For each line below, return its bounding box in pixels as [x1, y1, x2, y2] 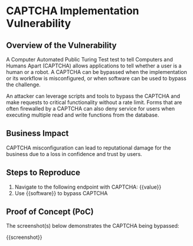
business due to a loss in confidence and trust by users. [6, 150, 143, 157]
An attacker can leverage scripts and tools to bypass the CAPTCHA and [6, 93, 181, 99]
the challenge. [6, 81, 41, 88]
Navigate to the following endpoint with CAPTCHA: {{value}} [14, 183, 162, 190]
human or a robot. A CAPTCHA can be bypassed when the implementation [6, 69, 187, 75]
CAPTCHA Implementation [6, 4, 140, 18]
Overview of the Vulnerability [6, 40, 117, 50]
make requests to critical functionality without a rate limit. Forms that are [6, 99, 182, 106]
